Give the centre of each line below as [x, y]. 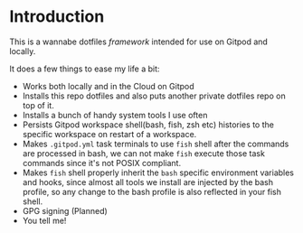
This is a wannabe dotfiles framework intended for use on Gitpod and [139, 42]
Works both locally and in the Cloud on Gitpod [108, 86]
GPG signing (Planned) [65, 210]
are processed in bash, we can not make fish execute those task [143, 153]
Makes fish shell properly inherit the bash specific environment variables [158, 172]
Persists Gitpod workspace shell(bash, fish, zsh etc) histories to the [148, 125]
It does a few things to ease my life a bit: [85, 69]
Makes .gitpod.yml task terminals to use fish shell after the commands [156, 144]
